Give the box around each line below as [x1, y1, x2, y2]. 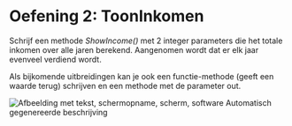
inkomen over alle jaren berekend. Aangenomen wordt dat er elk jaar [9, 44, 259, 55]
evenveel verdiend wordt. [9, 54, 102, 64]
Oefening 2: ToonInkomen [9, 6, 204, 26]
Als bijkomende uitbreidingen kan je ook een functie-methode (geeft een [9, 70, 274, 81]
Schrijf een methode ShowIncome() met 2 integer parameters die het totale [9, 35, 283, 46]
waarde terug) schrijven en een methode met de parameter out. [9, 80, 242, 91]
